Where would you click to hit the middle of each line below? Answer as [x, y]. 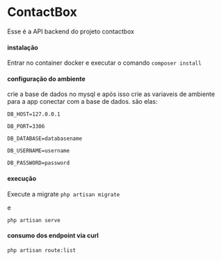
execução [22, 178]
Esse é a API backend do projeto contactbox [71, 31]
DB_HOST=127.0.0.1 [34, 114]
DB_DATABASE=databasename [45, 139]
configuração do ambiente [46, 79]
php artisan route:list [42, 250]
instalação [23, 47]
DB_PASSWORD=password [39, 163]
